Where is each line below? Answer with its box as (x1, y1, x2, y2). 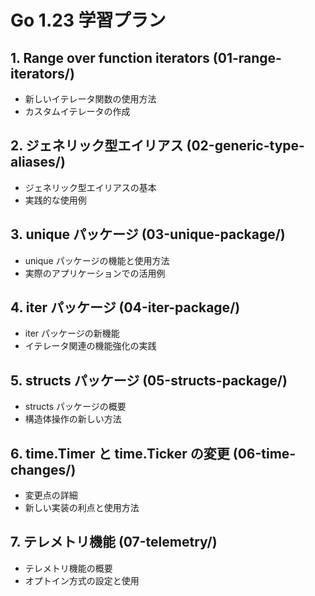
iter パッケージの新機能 (24, 327, 120, 340)
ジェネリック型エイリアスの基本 (24, 181, 157, 193)
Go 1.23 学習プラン (10, 9, 167, 32)
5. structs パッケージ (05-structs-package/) (10, 372, 288, 389)
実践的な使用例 (24, 194, 87, 206)
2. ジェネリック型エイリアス (10, 137, 184, 155)
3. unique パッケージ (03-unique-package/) (10, 226, 286, 243)
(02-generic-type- (186, 137, 305, 155)
